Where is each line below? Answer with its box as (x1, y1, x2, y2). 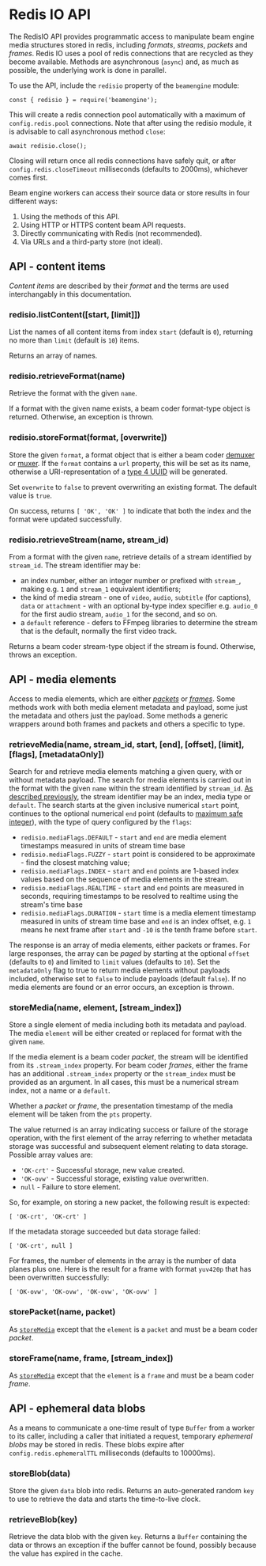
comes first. (9, 173, 48, 182)
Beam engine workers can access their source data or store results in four (9, 188, 250, 197)
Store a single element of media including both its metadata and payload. (9, 1020, 247, 1029)
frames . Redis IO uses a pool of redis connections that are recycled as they (9, 48, 253, 58)
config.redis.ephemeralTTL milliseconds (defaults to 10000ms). (9, 1448, 215, 1458)
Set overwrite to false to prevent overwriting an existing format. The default (9, 482, 257, 491)
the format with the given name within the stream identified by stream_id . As (9, 783, 253, 793)
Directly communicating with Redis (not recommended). (20, 228, 203, 238)
